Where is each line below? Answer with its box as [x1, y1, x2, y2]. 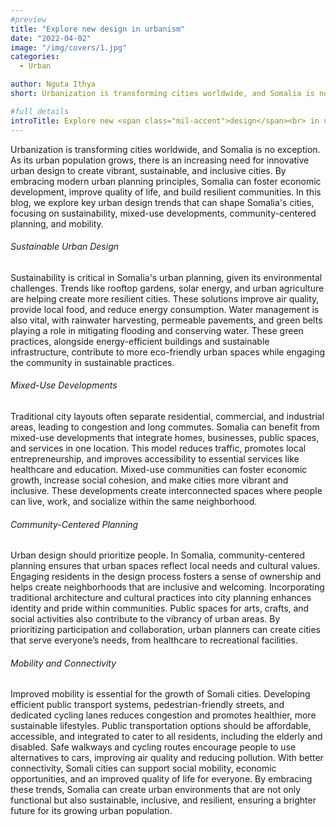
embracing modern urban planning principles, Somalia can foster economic [10, 175, 322, 187]
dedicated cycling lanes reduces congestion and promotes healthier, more [10, 709, 317, 721]
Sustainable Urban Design [10, 241, 120, 253]
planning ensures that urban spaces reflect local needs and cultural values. [10, 560, 321, 572]
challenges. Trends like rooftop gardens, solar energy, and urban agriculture [10, 282, 325, 294]
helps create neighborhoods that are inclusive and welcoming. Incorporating [10, 581, 325, 593]
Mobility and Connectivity [10, 657, 117, 669]
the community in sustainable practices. [10, 356, 175, 368]
